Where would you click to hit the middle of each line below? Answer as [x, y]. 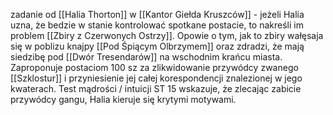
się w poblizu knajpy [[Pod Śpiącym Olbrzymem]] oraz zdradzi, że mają [157, 46]
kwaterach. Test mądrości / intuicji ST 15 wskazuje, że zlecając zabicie [156, 88]
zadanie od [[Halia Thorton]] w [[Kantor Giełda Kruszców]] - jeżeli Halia [157, 14]
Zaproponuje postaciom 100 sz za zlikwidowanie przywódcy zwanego [154, 67]
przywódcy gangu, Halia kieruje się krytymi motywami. [123, 99]
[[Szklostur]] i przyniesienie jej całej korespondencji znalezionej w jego [156, 78]
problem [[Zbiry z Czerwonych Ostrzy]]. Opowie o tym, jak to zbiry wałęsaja [167, 35]
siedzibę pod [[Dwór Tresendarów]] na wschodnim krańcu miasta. [146, 57]
